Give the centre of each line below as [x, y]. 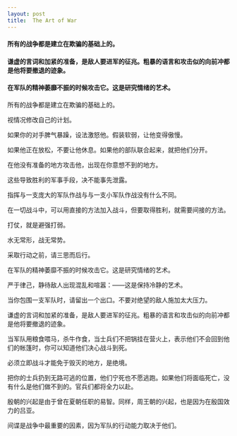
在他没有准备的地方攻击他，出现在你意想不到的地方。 [85, 165]
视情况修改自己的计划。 [41, 119]
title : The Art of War [42, 20]
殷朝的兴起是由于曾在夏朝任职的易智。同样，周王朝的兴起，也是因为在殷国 [115, 401]
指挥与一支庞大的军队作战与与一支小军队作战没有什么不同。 [94, 194]
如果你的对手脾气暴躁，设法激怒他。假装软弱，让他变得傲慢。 [97, 134]
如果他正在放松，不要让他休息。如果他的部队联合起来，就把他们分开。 [109, 150]
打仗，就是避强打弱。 [38, 225]
